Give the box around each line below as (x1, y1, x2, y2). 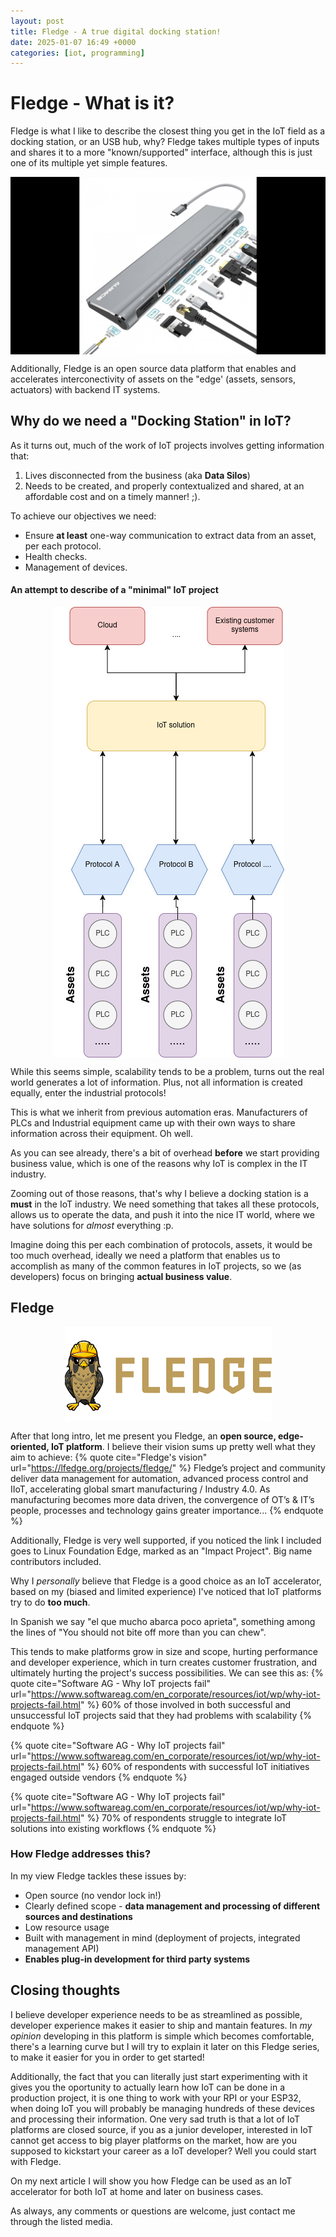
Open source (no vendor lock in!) (24, 1889, 162, 1901)
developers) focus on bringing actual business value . (10, 1270, 233, 1282)
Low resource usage (24, 1921, 110, 1933)
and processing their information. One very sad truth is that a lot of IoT (10, 2113, 300, 2125)
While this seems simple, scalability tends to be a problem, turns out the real (10, 1065, 325, 1077)
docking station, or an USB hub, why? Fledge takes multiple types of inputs (10, 136, 320, 148)
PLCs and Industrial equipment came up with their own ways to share (10, 1116, 296, 1129)
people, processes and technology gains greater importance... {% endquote (10, 1504, 324, 1516)
